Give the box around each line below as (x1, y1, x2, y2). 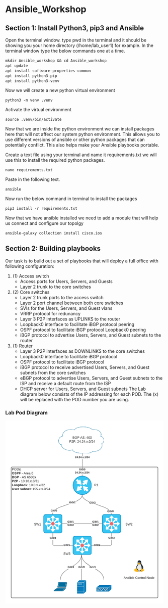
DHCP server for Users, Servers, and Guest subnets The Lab (20, 386, 146, 392)
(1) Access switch (12, 273, 49, 279)
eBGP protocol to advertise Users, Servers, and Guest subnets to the (20, 375, 163, 381)
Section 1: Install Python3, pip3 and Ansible (5, 24, 144, 32)
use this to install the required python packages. (5, 157, 105, 163)
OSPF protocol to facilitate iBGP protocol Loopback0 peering (20, 326, 146, 333)
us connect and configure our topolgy (5, 220, 84, 226)
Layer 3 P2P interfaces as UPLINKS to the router (20, 316, 121, 322)
